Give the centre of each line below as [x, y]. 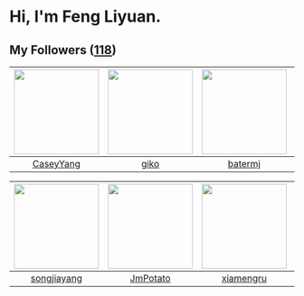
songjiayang [57, 278]
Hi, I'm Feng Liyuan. [85, 17]
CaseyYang [57, 164]
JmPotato [150, 278]
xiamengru [244, 278]
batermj [244, 164]
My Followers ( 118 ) [63, 50]
